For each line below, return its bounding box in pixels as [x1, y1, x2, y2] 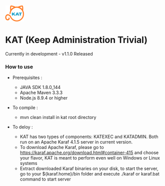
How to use [5, 63, 33, 70]
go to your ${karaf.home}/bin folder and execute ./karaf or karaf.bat [19, 171, 159, 177]
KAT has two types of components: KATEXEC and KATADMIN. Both [19, 133, 158, 140]
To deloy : [12, 124, 33, 130]
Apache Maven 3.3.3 [19, 89, 63, 95]
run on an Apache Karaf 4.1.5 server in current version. [19, 139, 133, 145]
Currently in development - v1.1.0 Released [5, 50, 93, 56]
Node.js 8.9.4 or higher [19, 95, 68, 101]
